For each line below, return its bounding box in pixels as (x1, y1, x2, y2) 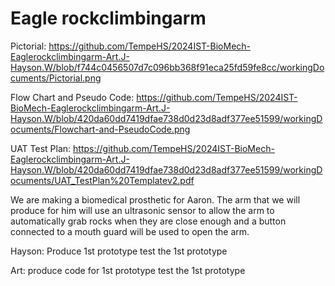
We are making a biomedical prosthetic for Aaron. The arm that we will (10, 193, 301, 206)
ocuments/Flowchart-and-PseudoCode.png (10, 123, 191, 135)
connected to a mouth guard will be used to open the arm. (10, 225, 250, 237)
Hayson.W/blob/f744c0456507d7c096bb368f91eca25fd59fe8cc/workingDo (10, 61, 325, 73)
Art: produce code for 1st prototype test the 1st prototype (10, 264, 246, 276)
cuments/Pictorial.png (10, 72, 102, 84)
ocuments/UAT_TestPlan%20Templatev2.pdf (10, 174, 195, 186)
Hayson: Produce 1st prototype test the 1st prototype (10, 245, 228, 257)
